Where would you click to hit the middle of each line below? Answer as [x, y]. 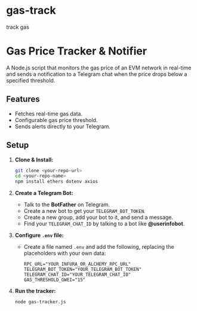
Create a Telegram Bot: [44, 193]
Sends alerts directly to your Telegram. [62, 126]
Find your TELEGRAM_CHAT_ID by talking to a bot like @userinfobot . [104, 224]
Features [23, 99]
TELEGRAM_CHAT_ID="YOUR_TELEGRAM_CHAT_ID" [77, 275]
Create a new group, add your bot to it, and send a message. [98, 217]
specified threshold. [31, 80]
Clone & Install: [34, 160]
